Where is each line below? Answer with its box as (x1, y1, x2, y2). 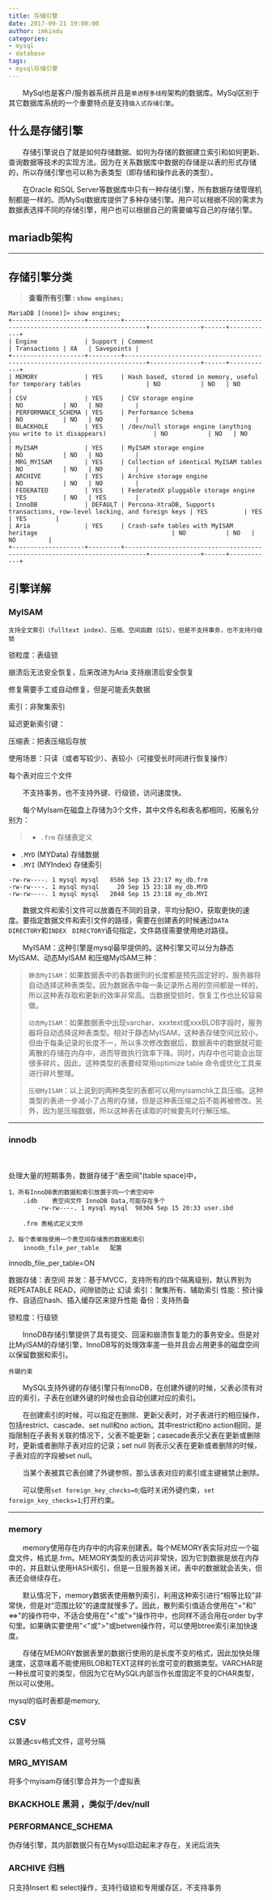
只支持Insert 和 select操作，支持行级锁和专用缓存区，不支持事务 (8, 1882, 223, 1892)
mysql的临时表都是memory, (8, 1696, 101, 1706)
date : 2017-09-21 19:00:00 (8, 19, 100, 28)
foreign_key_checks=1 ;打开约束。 (8, 1496, 119, 1505)
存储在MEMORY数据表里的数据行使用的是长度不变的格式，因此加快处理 (22, 1648, 261, 1658)
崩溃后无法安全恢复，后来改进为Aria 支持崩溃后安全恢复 (8, 667, 194, 677)
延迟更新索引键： (8, 719, 66, 728)
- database (8, 49, 45, 58)
